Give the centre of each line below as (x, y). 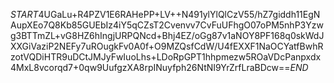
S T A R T (24, 14)
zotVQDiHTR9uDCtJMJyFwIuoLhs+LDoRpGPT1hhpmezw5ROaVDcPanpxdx (166, 57)
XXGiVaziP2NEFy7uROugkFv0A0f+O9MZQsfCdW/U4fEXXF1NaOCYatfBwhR (167, 46)
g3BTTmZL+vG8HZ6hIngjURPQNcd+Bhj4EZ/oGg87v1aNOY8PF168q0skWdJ (167, 35)
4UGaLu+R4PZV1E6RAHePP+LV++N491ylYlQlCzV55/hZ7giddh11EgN (179, 14)
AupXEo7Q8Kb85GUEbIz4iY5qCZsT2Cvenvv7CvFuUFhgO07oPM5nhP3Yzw (167, 25)
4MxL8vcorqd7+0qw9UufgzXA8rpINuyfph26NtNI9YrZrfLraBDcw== (150, 67)
